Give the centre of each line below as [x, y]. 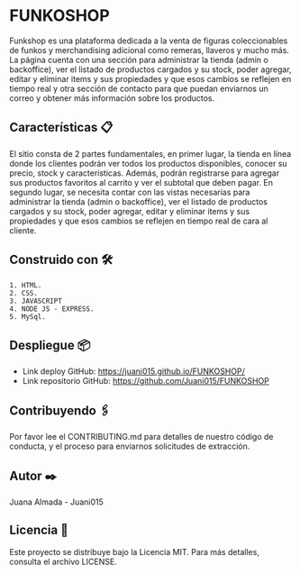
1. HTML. [26, 285]
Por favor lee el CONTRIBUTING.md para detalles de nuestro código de [141, 437]
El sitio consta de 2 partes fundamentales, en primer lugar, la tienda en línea [150, 153]
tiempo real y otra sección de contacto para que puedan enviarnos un [139, 88]
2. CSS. [24, 293]
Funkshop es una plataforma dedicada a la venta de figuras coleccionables [149, 41]
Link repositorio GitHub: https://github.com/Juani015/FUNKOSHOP [146, 381]
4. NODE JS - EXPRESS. [52, 309]
